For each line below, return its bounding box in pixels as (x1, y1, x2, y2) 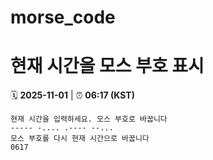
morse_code (10, 6, 116, 29)
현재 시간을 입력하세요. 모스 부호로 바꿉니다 (10, 114, 168, 125)
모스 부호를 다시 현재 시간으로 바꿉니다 (10, 134, 150, 144)
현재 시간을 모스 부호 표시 (10, 55, 205, 78)
